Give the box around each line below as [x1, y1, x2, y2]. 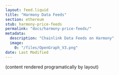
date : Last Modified [5, 50, 49, 55]
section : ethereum [5, 17, 44, 22]
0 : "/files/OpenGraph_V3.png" [14, 45, 78, 50]
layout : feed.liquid [5, 7, 49, 13]
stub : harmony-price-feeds [5, 21, 62, 27]
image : [10, 41, 24, 46]
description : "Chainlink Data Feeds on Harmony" [10, 36, 114, 41]
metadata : [5, 31, 26, 36]
